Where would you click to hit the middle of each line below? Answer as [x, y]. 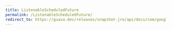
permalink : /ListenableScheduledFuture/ [49, 15]
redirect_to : [19, 19]
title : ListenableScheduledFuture [42, 10]
